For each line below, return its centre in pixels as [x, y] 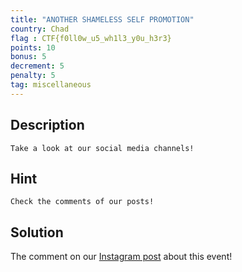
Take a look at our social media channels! [102, 148]
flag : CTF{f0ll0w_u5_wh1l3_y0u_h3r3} [91, 38]
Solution [37, 232]
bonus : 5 [28, 57]
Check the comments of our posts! [82, 202]
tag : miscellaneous [51, 85]
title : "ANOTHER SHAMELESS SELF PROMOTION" [102, 19]
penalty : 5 [33, 76]
